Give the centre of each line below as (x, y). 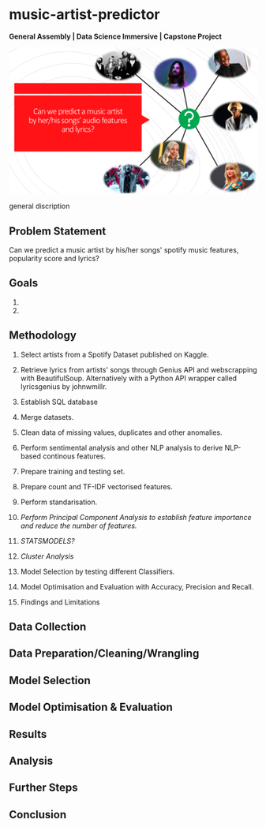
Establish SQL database (59, 402)
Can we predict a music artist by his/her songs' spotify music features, (124, 250)
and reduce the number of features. (79, 526)
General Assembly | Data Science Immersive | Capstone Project (115, 36)
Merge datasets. (47, 417)
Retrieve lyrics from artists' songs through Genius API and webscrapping (139, 369)
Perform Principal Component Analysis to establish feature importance (136, 517)
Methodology (43, 336)
